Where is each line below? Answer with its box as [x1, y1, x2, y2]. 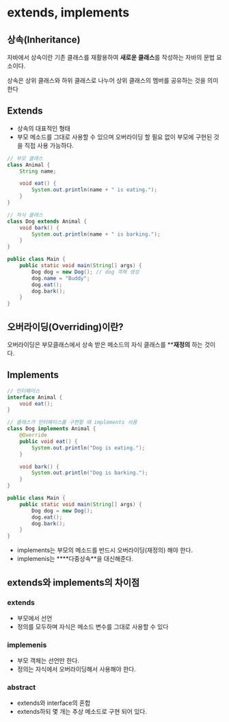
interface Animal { [7, 394, 63, 401]
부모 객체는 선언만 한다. [16, 656, 80, 665]
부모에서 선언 [16, 614, 53, 622]
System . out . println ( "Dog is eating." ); [31, 444, 146, 451]
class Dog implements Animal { [7, 425, 96, 432]
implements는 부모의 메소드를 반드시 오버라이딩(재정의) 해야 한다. [16, 546, 193, 554]
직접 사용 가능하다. [24, 141, 74, 149]
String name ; [19, 168, 57, 175]
